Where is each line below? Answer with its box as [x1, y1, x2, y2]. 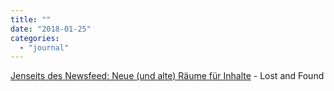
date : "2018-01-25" [10, 24, 92, 34]
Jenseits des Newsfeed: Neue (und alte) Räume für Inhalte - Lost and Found [10, 70, 325, 82]
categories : [10, 33, 60, 43]
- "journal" [19, 42, 70, 53]
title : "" [10, 14, 52, 25]
